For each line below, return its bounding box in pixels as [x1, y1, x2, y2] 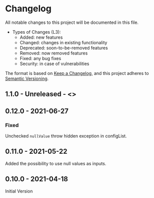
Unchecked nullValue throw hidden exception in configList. [5, 133, 127, 139]
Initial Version [5, 188, 33, 194]
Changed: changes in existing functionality [19, 39, 108, 45]
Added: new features [19, 34, 63, 40]
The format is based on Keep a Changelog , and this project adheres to [5, 70, 149, 76]
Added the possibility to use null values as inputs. [5, 160, 107, 166]
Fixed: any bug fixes [19, 55, 61, 61]
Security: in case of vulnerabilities [19, 61, 89, 66]
